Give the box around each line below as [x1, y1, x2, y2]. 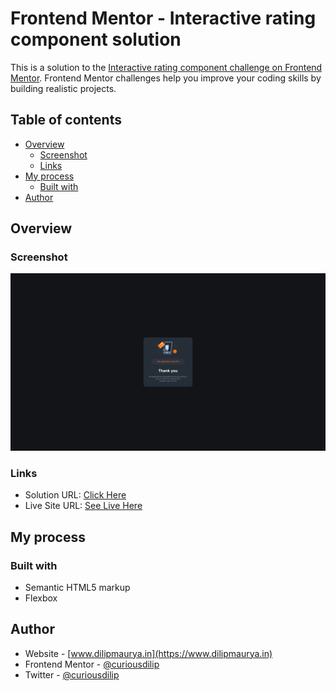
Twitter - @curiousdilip [24, 668, 120, 681]
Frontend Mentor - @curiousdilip [24, 658, 160, 670]
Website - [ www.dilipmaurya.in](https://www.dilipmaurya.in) [24, 647, 273, 659]
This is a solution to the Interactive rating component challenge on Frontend [10, 61, 323, 73]
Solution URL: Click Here [24, 489, 127, 501]
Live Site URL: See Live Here [24, 500, 143, 512]
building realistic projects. [10, 82, 117, 94]
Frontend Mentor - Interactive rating [10, 7, 317, 30]
